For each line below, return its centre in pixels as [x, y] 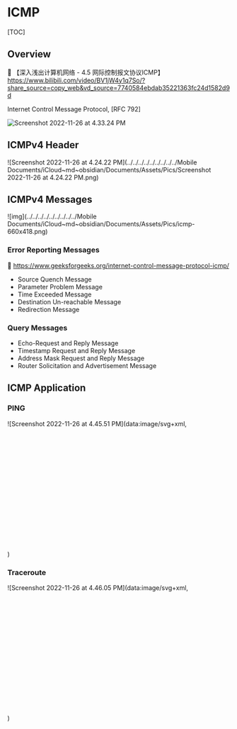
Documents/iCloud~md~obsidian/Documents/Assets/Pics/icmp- [101, 224]
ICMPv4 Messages [50, 199]
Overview [29, 54]
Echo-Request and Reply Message [68, 343]
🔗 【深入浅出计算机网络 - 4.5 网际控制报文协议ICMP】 [86, 72]
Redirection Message [48, 309]
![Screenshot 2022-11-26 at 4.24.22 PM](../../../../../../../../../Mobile [102, 162]
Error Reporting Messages [54, 250]
